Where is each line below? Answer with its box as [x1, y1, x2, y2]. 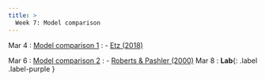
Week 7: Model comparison [15, 19, 101, 27]
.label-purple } [8, 64, 55, 73]
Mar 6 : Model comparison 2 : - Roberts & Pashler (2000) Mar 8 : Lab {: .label [8, 56, 258, 65]
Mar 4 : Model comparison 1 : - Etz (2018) [8, 40, 144, 50]
